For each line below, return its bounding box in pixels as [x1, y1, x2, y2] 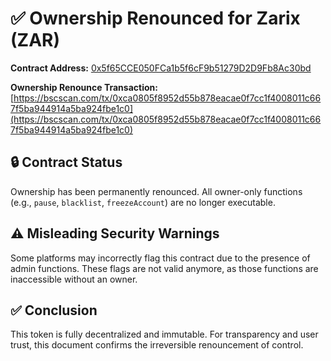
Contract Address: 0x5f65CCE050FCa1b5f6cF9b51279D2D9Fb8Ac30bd [10, 62, 312, 74]
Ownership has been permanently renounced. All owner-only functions [10, 185, 303, 197]
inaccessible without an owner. [10, 273, 138, 285]
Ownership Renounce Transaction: [10, 81, 158, 93]
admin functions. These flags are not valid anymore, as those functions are [10, 262, 319, 274]
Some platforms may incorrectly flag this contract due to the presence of [10, 252, 311, 264]
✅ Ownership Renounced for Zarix [10, 7, 301, 30]
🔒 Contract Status [10, 154, 123, 171]
